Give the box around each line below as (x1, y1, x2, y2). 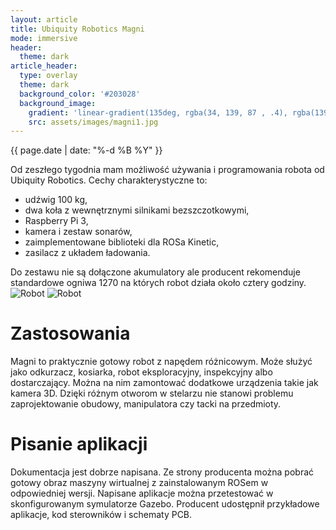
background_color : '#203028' (19, 89, 141, 99)
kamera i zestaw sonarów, (24, 226, 133, 238)
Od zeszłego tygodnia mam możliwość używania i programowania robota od (10, 164, 325, 176)
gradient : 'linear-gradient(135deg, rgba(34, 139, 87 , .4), (28, 107, 288, 118)
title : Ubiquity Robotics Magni (10, 24, 145, 34)
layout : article (10, 14, 78, 25)
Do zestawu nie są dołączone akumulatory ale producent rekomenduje (10, 266, 301, 278)
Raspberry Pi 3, (24, 215, 89, 227)
